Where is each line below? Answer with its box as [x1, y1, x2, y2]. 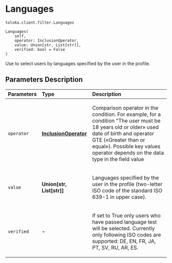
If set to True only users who [92, 212, 161, 219]
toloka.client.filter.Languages [5, 20, 74, 25]
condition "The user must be [92, 117, 161, 124]
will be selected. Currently [92, 225, 155, 232]
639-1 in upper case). [92, 193, 147, 200]
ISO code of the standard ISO [92, 187, 163, 194]
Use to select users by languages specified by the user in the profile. [5, 60, 150, 67]
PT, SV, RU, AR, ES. [92, 244, 139, 251]
